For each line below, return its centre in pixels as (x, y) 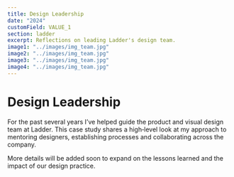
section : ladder (31, 34)
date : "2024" (27, 21)
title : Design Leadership (45, 14)
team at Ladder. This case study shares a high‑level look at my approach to (117, 129)
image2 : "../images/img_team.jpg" (58, 54)
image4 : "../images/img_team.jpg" (58, 67)
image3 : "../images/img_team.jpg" (58, 60)
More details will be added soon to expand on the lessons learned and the (115, 158)
